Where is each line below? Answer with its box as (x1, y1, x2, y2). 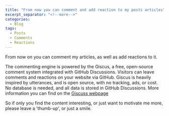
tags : (5, 26, 17, 31)
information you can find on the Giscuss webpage (5, 90, 109, 96)
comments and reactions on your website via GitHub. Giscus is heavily (5, 74, 151, 80)
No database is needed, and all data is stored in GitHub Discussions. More (5, 85, 159, 91)
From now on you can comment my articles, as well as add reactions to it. (5, 54, 157, 60)
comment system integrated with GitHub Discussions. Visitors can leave (5, 69, 154, 75)
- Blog (10, 21, 24, 27)
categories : (5, 17, 30, 22)
